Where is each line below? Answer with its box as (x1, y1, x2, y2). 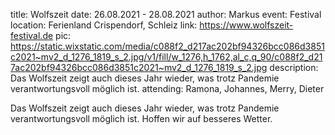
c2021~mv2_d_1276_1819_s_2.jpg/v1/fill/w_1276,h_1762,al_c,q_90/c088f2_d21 (10, 51, 323, 63)
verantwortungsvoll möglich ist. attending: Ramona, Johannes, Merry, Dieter (10, 83, 325, 94)
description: (269, 62, 319, 73)
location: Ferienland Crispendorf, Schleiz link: (10, 19, 198, 31)
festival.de (10, 30, 54, 41)
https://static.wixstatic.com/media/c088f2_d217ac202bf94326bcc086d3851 (10, 40, 325, 52)
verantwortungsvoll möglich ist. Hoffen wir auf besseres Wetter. (10, 113, 273, 124)
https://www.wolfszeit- (199, 19, 294, 31)
